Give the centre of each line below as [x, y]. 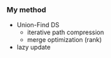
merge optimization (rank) [64, 40]
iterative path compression [66, 32]
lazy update [34, 48]
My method [27, 10]
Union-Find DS [38, 25]
